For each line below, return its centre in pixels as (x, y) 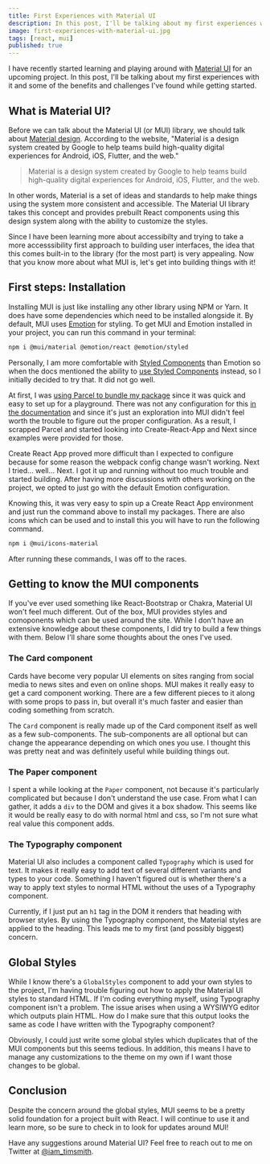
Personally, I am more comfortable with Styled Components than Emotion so (135, 362)
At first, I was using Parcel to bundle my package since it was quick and (127, 395)
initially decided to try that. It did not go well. (82, 379)
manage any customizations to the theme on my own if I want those (120, 1057)
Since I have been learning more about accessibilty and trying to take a (126, 236)
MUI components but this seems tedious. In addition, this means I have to (130, 1048)
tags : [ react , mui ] (41, 38)
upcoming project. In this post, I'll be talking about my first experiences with (134, 77)
